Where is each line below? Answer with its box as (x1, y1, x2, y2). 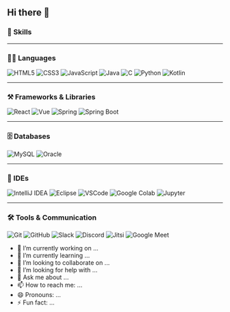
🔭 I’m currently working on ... (16, 244, 99, 252)
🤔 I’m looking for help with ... (16, 266, 98, 274)
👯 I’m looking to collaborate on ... (16, 259, 110, 267)
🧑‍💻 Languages (7, 53, 56, 62)
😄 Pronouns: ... (16, 291, 62, 299)
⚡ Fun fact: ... (16, 298, 55, 307)
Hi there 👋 (7, 7, 50, 18)
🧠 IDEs (7, 173, 29, 183)
